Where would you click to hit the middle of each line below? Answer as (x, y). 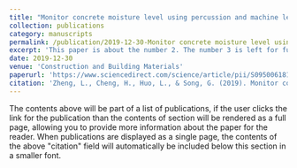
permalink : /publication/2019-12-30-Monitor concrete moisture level (140, 42)
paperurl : (27, 75)
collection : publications (57, 26)
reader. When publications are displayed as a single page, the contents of (143, 136)
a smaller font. (35, 155)
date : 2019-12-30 (41, 58)
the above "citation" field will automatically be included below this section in (148, 146)
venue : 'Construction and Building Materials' (96, 67)
